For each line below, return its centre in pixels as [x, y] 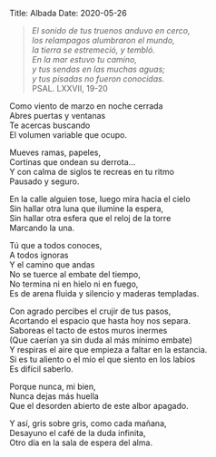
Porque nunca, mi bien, [53, 386]
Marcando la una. [42, 228]
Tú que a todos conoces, [56, 245]
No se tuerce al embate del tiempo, [75, 274]
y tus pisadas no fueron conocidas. [98, 79]
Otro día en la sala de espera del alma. [81, 442]
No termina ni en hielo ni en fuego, [74, 284]
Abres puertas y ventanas [58, 116]
